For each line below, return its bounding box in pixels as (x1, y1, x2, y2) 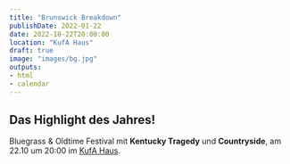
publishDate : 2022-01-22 (9, 21, 102, 30)
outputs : (9, 63, 42, 72)
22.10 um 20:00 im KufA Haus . (9, 145, 120, 156)
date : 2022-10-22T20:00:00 (9, 29, 110, 38)
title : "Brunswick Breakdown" (9, 12, 122, 22)
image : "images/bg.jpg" (9, 54, 98, 63)
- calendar (9, 79, 50, 88)
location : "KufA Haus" (9, 37, 94, 47)
